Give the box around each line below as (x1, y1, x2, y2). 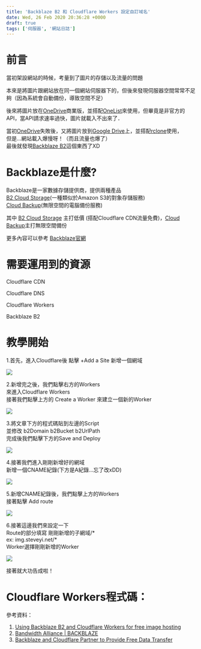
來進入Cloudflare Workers (6, 388, 70, 395)
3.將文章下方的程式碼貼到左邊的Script (6, 420, 100, 426)
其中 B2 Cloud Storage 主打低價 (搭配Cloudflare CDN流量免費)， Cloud (6, 214, 180, 222)
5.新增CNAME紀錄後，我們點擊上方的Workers (6, 490, 119, 497)
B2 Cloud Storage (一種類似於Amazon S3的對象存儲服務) (6, 194, 145, 202)
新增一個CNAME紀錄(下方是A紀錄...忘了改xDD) (6, 466, 122, 473)
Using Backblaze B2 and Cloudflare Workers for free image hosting (14, 623, 181, 630)
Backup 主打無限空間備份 (6, 222, 67, 229)
